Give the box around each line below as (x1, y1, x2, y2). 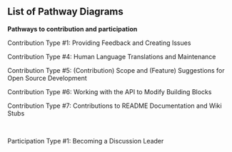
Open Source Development (7, 74, 87, 82)
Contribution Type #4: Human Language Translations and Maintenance (7, 52, 216, 61)
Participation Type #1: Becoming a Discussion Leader (7, 136, 164, 145)
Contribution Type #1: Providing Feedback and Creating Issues (7, 39, 191, 47)
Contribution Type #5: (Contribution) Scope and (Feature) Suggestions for (7, 66, 225, 74)
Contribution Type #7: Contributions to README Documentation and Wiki (7, 101, 223, 110)
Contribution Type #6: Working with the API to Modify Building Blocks (7, 87, 212, 96)
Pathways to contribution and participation (7, 24, 138, 33)
